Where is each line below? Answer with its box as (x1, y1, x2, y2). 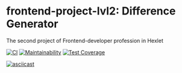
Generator (6, 17, 58, 31)
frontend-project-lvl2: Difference (6, 4, 176, 18)
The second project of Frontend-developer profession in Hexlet (6, 37, 164, 44)
